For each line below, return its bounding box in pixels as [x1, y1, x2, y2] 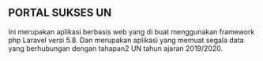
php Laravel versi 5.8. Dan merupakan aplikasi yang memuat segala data [8, 35, 244, 45]
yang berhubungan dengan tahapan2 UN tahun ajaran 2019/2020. [8, 43, 224, 53]
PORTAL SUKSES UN [8, 6, 112, 20]
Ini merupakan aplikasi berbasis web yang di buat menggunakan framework [8, 27, 255, 36]
